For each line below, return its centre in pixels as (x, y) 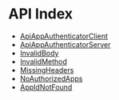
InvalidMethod (44, 62)
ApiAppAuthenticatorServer (65, 44)
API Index (41, 14)
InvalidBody (39, 53)
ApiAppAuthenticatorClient (64, 36)
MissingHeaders (47, 70)
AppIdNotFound (46, 87)
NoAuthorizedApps (51, 78)
